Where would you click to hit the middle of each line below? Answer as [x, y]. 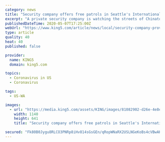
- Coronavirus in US [30, 78]
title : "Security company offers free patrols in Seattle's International [83, 14]
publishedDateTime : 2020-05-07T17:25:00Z [48, 23]
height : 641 [26, 119]
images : [13, 105]
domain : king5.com [28, 65]
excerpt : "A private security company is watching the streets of [74, 19]
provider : [15, 55]
